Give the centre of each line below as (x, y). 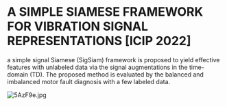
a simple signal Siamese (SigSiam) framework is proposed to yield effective (113, 59)
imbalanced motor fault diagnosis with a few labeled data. (89, 81)
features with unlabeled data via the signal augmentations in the (97, 67)
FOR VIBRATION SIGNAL (78, 26)
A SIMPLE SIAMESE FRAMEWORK (105, 12)
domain (18, 74)
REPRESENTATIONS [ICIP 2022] (99, 41)
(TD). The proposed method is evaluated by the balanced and (117, 74)
